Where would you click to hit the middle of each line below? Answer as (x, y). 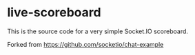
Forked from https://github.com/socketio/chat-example (85, 44)
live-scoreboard (54, 13)
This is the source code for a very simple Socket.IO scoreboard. (97, 31)
